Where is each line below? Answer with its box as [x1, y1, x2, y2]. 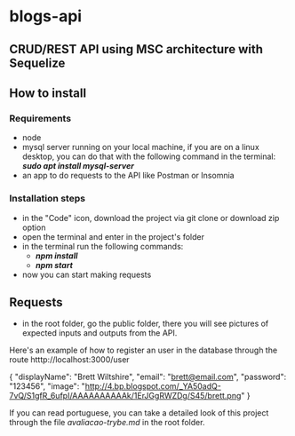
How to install [9, 85, 87, 100]
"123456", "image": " [9, 381, 86, 392]
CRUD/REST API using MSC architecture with [9, 42, 264, 57]
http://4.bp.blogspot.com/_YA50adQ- [84, 381, 222, 392]
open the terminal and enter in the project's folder [21, 231, 204, 242]
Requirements [9, 112, 72, 124]
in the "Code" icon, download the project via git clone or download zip [21, 212, 280, 223]
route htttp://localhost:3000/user [9, 354, 131, 365]
